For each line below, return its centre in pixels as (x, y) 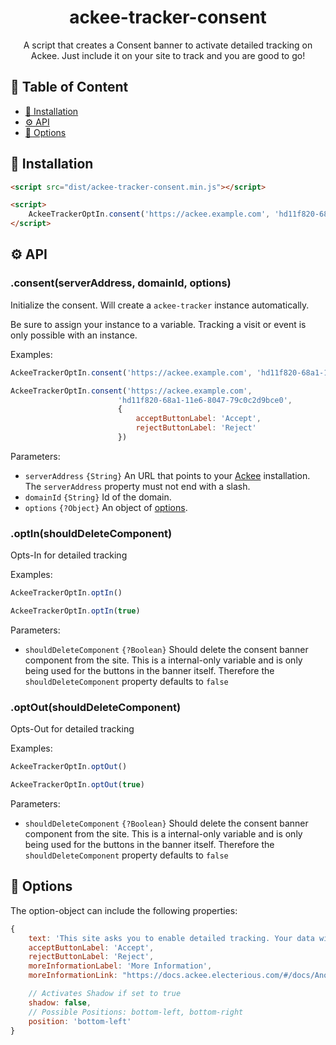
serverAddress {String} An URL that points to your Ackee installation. (167, 475)
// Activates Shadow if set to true (105, 994)
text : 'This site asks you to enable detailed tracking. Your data (171, 938)
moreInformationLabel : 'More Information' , (120, 966)
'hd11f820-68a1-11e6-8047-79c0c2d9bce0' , (205, 400)
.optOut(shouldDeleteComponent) (96, 707)
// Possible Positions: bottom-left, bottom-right (136, 1012)
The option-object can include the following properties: (124, 910)
